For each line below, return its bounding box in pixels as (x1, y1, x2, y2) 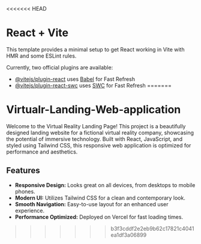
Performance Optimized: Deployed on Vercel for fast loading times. (14, 213, 184, 221)
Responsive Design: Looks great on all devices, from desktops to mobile (14, 181, 196, 188)
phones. (14, 188, 35, 195)
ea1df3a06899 (110, 231, 147, 239)
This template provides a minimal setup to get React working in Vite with (6, 46, 185, 53)
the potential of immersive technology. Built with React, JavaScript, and (6, 135, 183, 143)
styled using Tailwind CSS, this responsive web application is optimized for (6, 141, 191, 149)
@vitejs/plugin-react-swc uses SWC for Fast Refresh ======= (14, 82, 172, 89)
